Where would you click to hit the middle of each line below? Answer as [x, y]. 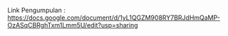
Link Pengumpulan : [36, 10]
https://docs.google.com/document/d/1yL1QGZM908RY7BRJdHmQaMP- [114, 18]
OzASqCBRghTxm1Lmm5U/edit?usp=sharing [73, 25]
